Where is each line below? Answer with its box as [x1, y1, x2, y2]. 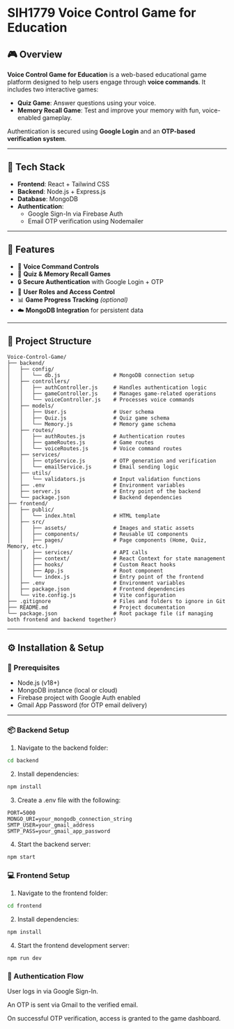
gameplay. [42, 114, 72, 121]
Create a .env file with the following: [17, 796, 121, 804]
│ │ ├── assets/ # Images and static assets [7, 525, 195, 532]
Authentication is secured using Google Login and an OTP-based [7, 127, 196, 135]
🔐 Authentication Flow [7, 971, 84, 981]
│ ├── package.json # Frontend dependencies [7, 586, 186, 593]
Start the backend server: [17, 840, 91, 849]
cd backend [7, 757, 39, 764]
